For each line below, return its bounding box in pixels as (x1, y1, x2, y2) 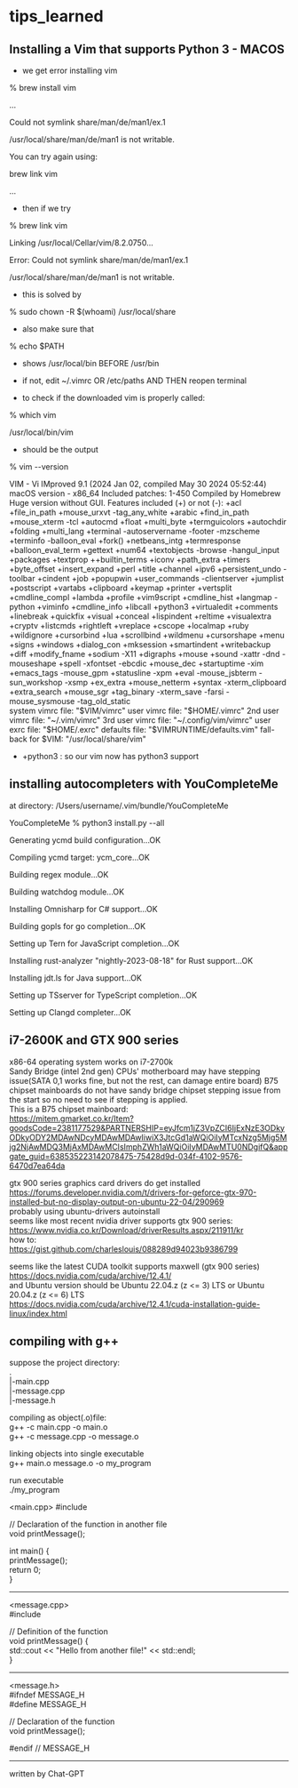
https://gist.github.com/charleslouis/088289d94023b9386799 (9, 1243, 239, 1255)
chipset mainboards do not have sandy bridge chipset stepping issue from (9, 1085, 281, 1095)
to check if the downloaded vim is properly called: (21, 393, 206, 403)
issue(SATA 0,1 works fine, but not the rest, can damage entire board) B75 (9, 1075, 279, 1086)
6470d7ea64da (9, 1160, 66, 1171)
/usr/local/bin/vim (9, 427, 74, 437)
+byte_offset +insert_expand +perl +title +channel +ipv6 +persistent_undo (9, 564, 282, 574)
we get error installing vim (21, 65, 118, 76)
